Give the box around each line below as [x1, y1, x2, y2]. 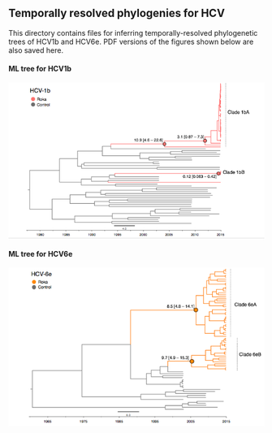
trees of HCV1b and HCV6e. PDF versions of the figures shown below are [8, 37, 254, 46]
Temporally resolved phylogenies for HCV [8, 6, 226, 20]
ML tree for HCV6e [8, 249, 73, 259]
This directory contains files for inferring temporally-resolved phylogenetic [8, 28, 258, 37]
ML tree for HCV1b [8, 64, 71, 74]
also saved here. [8, 45, 63, 55]
